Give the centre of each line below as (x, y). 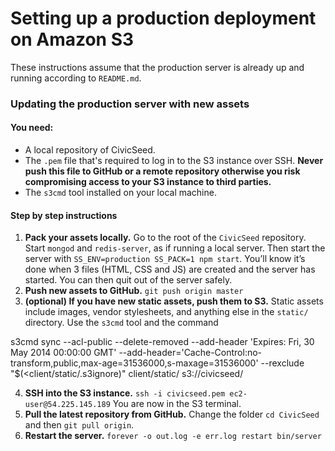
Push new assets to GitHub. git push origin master (134, 291)
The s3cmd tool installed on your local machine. (120, 193)
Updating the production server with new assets (130, 104)
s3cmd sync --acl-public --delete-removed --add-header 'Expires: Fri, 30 (162, 342)
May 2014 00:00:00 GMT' (63, 353)
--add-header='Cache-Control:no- (190, 353)
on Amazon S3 (72, 39)
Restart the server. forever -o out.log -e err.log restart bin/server (173, 436)
